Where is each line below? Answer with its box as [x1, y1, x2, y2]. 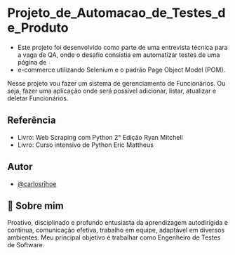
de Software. [7, 241, 45, 249]
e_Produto [7, 20, 69, 36]
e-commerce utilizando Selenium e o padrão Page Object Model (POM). [17, 65, 226, 74]
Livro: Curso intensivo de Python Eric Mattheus [17, 140, 154, 149]
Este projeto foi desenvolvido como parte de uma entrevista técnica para [17, 43, 228, 51]
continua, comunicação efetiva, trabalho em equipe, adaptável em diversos [7, 226, 225, 235]
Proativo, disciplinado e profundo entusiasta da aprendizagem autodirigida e [7, 218, 228, 227]
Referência [7, 115, 56, 126]
